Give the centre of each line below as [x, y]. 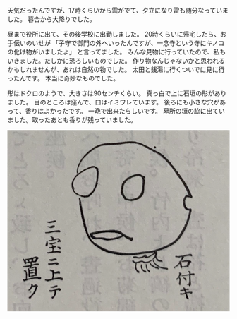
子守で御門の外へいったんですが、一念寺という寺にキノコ [141, 43]
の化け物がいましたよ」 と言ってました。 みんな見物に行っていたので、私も [117, 52]
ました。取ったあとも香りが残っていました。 [72, 120]
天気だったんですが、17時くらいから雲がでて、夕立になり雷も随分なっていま [118, 10]
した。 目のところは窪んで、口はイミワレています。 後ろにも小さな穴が [116, 102]
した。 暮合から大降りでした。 [51, 19]
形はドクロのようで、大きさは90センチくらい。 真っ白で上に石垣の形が [111, 93]
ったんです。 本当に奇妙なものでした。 [63, 78]
